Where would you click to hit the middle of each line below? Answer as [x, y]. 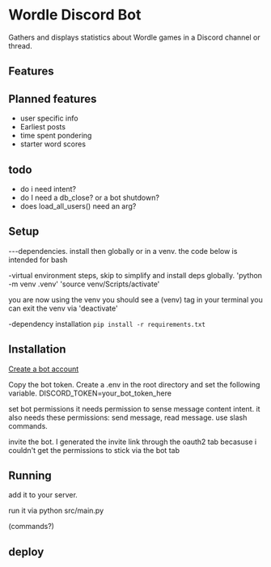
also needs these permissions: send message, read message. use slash [128, 417]
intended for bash [38, 260]
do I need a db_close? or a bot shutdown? [90, 197]
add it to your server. [43, 495]
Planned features [53, 99]
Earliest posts [43, 127]
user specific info [49, 118]
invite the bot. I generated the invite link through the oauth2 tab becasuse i [133, 442]
